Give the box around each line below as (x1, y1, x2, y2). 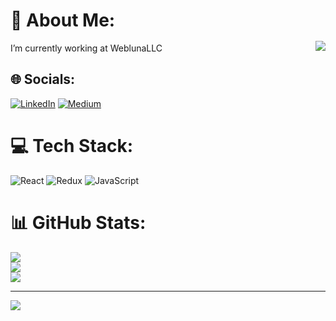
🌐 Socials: (10, 71, 76, 88)
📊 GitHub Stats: (10, 211, 147, 234)
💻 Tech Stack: (10, 134, 134, 157)
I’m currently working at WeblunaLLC (10, 42, 163, 54)
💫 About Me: (10, 9, 116, 32)
